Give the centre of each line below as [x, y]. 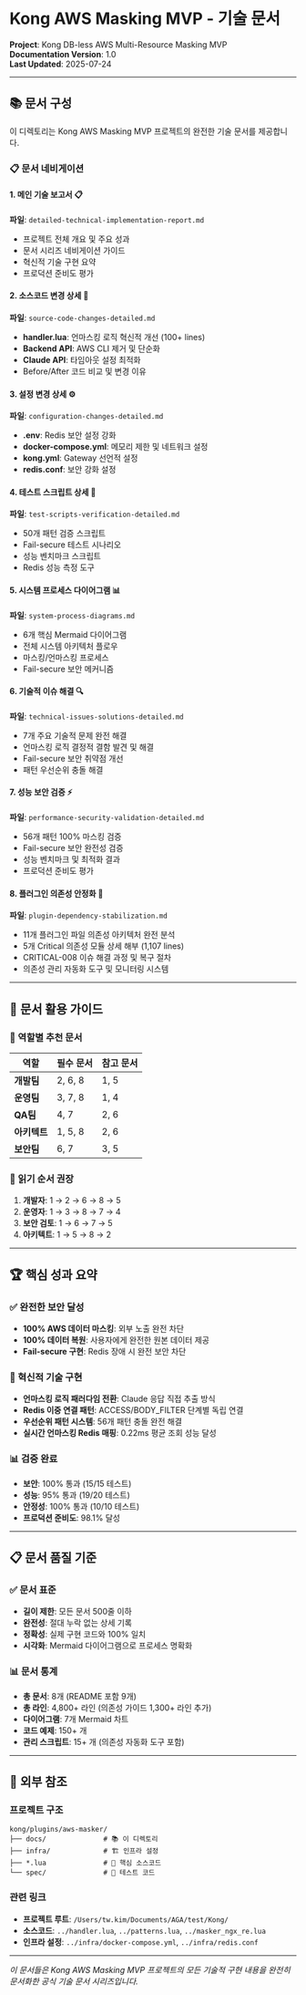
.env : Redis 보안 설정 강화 [69, 435]
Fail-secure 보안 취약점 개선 [73, 758]
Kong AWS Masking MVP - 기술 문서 [145, 19]
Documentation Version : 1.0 [63, 54]
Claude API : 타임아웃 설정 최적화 [82, 360]
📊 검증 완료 [34, 1459]
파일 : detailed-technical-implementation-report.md [107, 219]
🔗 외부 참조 [39, 1781]
